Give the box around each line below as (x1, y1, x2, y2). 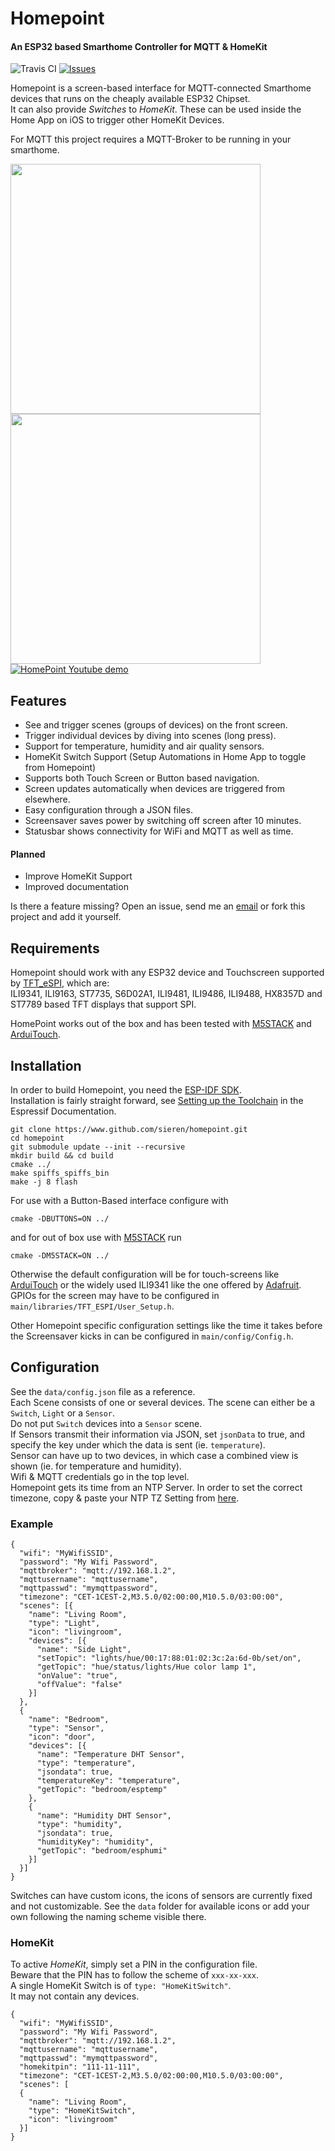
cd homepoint (10, 1133, 65, 1144)
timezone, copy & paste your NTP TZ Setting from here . (10, 1492, 240, 1504)
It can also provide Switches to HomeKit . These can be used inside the (10, 103, 302, 116)
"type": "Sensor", (28, 1723, 105, 1734)
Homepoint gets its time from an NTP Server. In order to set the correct (10, 1481, 303, 1493)
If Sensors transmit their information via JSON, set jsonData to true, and (10, 1428, 306, 1440)
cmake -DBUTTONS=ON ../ (10, 1214, 110, 1224)
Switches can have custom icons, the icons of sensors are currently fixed (10, 1890, 313, 1902)
